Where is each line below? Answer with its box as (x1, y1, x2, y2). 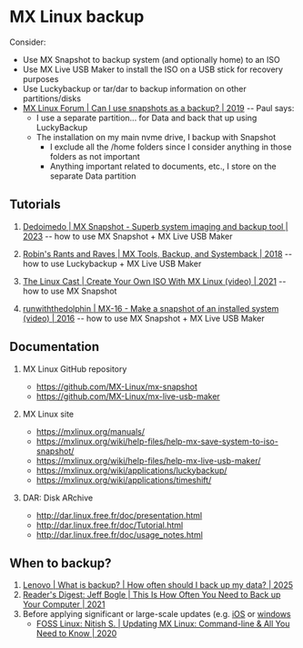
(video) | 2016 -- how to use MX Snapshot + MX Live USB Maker (22, 313, 266, 324)
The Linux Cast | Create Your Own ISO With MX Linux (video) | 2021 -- (22, 275, 287, 286)
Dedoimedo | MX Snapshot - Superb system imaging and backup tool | (22, 221, 288, 231)
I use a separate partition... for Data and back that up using (35, 112, 258, 123)
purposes (22, 73, 59, 84)
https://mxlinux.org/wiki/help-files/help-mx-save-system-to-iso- (35, 436, 279, 447)
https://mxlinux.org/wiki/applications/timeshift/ (35, 474, 212, 485)
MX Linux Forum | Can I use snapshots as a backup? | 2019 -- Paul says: (22, 102, 295, 113)
